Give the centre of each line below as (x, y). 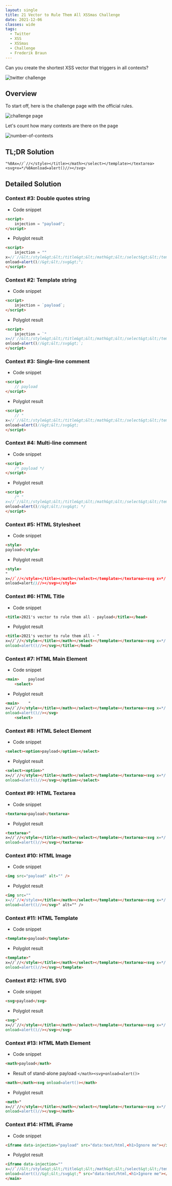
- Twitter (20, 34)
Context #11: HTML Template (42, 918)
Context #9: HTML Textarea (40, 793)
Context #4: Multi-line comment (46, 443)
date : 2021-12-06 (24, 19)
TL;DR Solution (30, 152)
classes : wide (20, 24)
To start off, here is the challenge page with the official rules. (69, 106)
